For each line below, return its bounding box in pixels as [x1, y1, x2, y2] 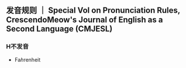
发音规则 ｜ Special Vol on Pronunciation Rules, [6, 5, 180, 16]
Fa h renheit [14, 56, 41, 63]
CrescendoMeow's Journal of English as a [6, 15, 163, 25]
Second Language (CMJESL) [6, 24, 113, 34]
